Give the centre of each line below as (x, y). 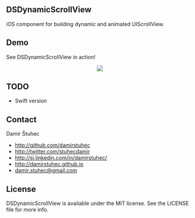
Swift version (31, 101)
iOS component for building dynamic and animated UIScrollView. (85, 24)
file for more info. (27, 210)
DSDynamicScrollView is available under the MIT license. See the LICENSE (97, 203)
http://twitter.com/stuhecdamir (52, 152)
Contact (21, 119)
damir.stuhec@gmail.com (46, 171)
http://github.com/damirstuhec (52, 145)
